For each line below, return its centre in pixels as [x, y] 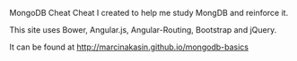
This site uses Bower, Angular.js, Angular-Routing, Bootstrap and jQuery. [143, 30]
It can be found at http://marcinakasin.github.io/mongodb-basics [129, 47]
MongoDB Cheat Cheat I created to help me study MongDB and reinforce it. [149, 13]
